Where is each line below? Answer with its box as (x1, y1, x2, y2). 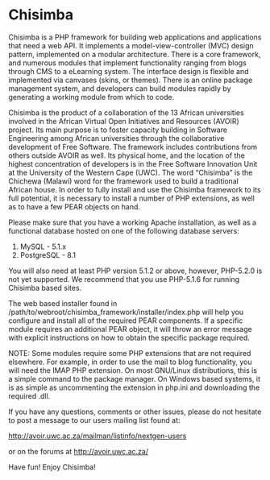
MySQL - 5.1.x (19, 242, 67, 251)
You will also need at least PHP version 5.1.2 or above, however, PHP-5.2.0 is (8, 266, 263, 275)
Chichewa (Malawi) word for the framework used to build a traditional (8, 176, 239, 186)
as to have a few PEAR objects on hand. (8, 201, 141, 211)
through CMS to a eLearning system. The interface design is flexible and (8, 66, 249, 76)
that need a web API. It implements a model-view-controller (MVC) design (8, 40, 254, 50)
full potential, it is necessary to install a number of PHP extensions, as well (8, 193, 255, 203)
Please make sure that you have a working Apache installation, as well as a (8, 217, 256, 227)
